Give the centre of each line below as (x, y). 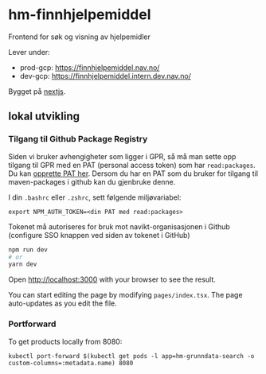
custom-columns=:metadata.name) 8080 (71, 363)
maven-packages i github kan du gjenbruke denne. (92, 181)
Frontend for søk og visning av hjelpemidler (80, 37)
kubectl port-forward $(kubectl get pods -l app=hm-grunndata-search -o (131, 356)
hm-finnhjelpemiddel (80, 15)
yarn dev (23, 264)
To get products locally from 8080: (65, 341)
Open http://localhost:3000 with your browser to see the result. (112, 279)
